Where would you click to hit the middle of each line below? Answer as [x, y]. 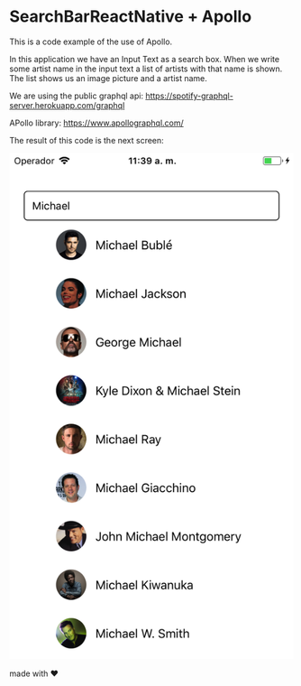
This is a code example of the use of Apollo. [91, 42]
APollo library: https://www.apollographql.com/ [97, 123]
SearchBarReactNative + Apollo [131, 17]
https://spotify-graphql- [190, 96]
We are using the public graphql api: [77, 96]
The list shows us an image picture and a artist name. [108, 78]
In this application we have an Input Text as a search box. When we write [145, 59]
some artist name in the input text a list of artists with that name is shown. [146, 69]
